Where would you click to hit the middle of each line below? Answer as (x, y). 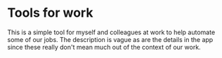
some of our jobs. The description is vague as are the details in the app (110, 39)
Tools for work (50, 13)
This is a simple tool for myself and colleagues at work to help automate (111, 32)
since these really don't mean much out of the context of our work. (104, 47)
